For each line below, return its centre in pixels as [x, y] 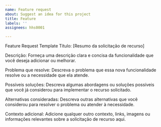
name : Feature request [28, 10]
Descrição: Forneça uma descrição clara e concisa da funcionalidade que [79, 55]
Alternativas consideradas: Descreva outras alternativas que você [71, 99]
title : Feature [21, 19]
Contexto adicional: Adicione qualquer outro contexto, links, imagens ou [78, 114]
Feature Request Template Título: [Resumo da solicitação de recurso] [75, 46]
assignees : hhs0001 [25, 28]
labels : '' [16, 23]
